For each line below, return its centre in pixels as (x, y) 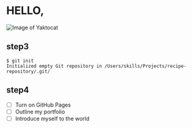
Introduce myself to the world (52, 118)
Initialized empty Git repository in (54, 66)
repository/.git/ (28, 71)
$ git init (20, 61)
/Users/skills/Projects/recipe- (146, 66)
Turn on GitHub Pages (43, 105)
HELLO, (25, 11)
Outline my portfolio (40, 112)
